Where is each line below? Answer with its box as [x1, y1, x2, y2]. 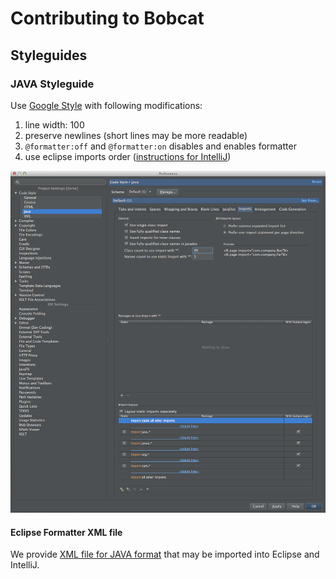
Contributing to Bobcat [10, 7, 205, 30]
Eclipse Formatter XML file [10, 526, 123, 538]
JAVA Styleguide [10, 77, 95, 91]
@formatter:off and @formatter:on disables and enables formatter [24, 140, 297, 152]
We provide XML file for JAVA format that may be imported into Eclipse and [10, 548, 320, 561]
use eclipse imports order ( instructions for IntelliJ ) [24, 150, 232, 162]
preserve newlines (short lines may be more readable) [24, 129, 248, 141]
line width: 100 [24, 118, 85, 131]
